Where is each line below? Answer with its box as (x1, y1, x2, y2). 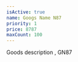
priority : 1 (6, 20, 37, 26)
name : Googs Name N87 (6, 15, 62, 21)
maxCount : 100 (6, 32, 43, 38)
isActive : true (6, 9, 45, 15)
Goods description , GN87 (6, 48, 72, 56)
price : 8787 (6, 26, 37, 33)
